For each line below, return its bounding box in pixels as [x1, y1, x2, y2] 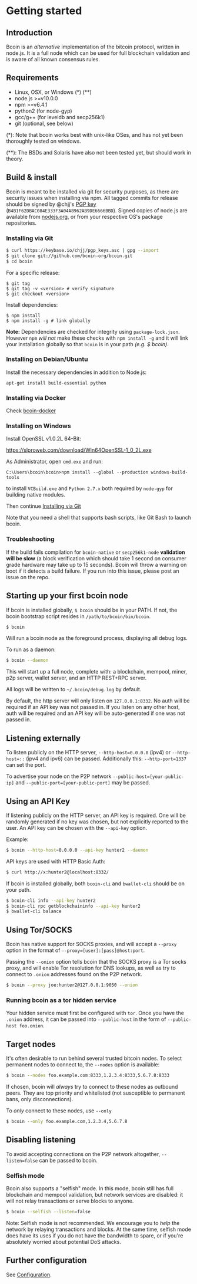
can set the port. [6, 761, 46, 769]
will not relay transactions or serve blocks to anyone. [6, 1197, 134, 1204]
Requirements [6, 73, 59, 83]
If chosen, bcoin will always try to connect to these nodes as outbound [6, 1083, 178, 1090]
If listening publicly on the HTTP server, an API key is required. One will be [6, 812, 186, 819]
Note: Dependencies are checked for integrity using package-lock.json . [6, 328, 181, 335]
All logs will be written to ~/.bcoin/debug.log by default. [6, 686, 142, 693]
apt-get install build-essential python [6, 380, 107, 386]
